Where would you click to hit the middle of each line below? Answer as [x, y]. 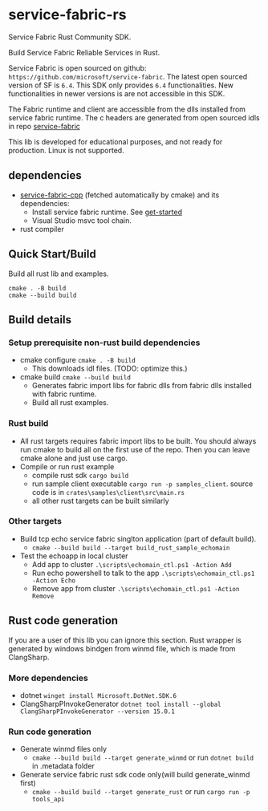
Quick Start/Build [52, 254]
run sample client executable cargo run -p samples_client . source [142, 484]
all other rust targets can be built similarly [101, 501]
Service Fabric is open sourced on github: [77, 68]
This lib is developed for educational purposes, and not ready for [116, 141]
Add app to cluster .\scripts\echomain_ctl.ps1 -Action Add [132, 564]
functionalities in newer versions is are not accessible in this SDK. [117, 93]
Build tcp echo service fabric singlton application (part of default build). [138, 538]
